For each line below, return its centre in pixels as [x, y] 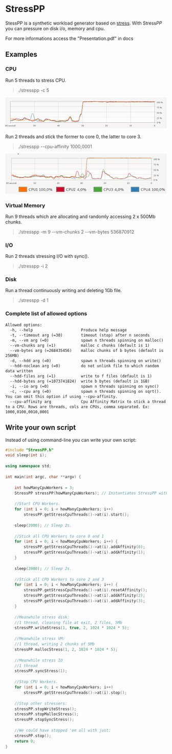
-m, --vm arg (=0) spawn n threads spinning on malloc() [87, 340]
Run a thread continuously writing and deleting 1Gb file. [63, 291]
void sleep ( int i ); [26, 455]
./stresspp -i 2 [33, 266]
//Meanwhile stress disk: [42, 617]
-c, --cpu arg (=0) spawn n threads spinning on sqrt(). [85, 391]
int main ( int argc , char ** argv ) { [43, 477]
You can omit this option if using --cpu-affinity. [61, 396]
